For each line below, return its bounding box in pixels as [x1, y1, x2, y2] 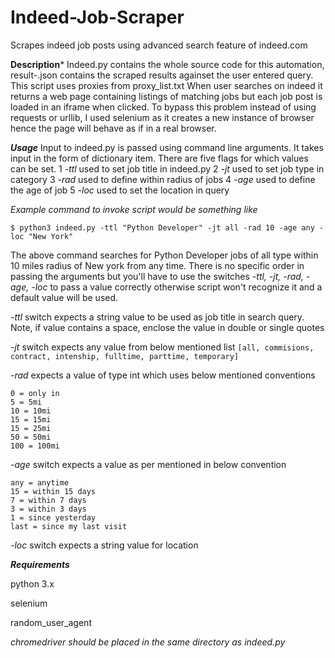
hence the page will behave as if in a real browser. [10, 122, 217, 134]
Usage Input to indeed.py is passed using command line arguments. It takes [10, 141, 324, 153]
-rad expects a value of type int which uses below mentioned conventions [10, 369, 316, 381]
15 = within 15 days [10, 486, 97, 496]
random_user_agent [10, 616, 92, 628]
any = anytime [10, 477, 70, 488]
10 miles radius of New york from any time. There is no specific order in [10, 259, 305, 271]
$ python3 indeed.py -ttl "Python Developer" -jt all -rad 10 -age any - [10, 222, 325, 233]
